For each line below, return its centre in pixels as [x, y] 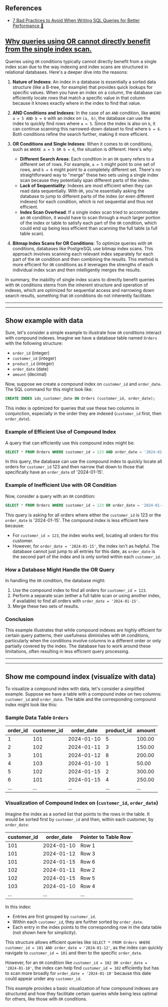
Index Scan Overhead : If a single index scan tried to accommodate [89, 212]
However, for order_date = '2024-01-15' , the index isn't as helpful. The [86, 546]
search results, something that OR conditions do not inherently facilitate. [79, 295]
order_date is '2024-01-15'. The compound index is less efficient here [77, 520]
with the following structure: [34, 344]
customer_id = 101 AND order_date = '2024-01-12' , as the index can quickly [84, 947]
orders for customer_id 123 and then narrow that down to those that [74, 467]
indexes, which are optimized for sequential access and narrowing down [80, 290]
